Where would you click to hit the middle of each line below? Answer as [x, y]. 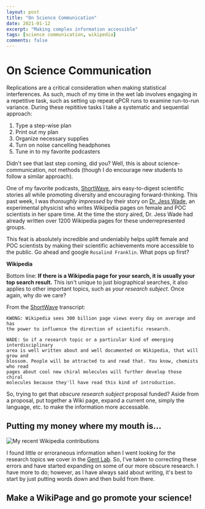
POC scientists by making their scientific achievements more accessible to [100, 245]
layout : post [23, 12]
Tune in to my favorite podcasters [58, 151]
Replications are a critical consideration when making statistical [86, 87]
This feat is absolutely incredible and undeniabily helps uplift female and [97, 239]
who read [17, 366]
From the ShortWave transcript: [46, 307]
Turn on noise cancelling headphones [63, 145]
